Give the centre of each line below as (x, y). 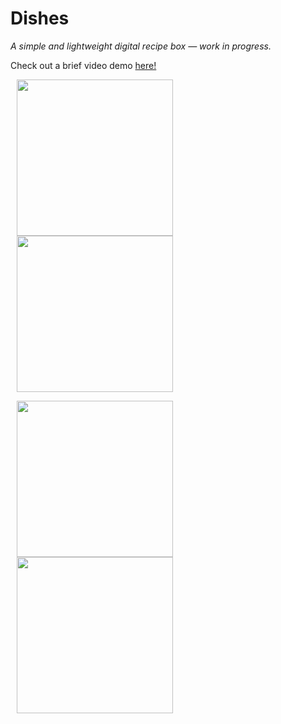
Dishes (40, 18)
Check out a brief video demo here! (83, 65)
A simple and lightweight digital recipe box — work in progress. (141, 46)
